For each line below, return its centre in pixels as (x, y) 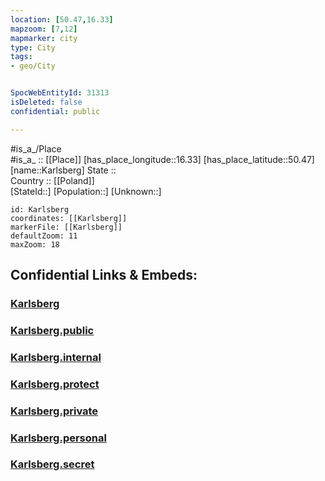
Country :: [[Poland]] (52, 180)
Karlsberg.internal (56, 357)
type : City (33, 47)
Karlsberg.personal (58, 438)
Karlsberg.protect (55, 384)
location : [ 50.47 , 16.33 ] (62, 19)
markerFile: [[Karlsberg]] (66, 227)
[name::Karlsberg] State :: (63, 170)
